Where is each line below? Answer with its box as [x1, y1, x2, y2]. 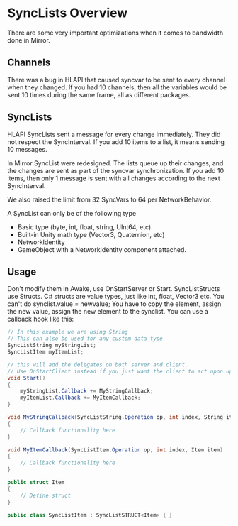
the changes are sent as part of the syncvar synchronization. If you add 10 [7, 166, 225, 175]
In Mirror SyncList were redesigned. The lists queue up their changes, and [7, 158, 224, 168]
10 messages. [7, 145, 47, 153]
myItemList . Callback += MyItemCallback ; [20, 394, 141, 402]
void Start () [7, 374, 46, 381]
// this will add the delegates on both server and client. [7, 361, 189, 368]
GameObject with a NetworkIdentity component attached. [17, 245, 186, 253]
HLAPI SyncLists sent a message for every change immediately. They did [7, 130, 221, 138]
